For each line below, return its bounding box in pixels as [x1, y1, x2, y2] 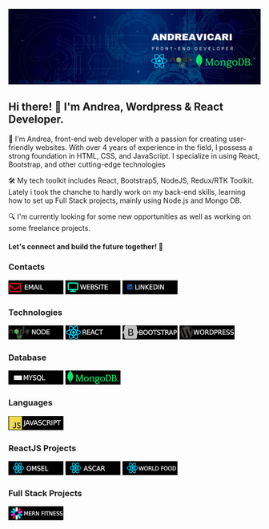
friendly [8, 142, 34, 152]
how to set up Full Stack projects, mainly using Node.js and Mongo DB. [8, 196, 243, 205]
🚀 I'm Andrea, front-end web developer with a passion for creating [8, 134, 227, 143]
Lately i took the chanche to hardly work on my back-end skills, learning [8, 187, 246, 196]
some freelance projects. [8, 223, 90, 232]
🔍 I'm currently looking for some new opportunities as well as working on [8, 212, 251, 221]
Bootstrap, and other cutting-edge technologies [8, 160, 166, 169]
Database [8, 352, 46, 363]
